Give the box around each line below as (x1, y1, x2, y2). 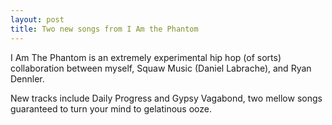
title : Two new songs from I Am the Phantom (10, 24, 199, 34)
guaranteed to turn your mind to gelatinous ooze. (10, 102, 212, 115)
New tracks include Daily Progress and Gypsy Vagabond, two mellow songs (10, 92, 323, 104)
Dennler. (10, 72, 45, 85)
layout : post (10, 14, 65, 25)
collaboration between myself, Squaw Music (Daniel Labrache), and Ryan (10, 62, 312, 74)
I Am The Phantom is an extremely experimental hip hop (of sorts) (10, 51, 282, 63)
